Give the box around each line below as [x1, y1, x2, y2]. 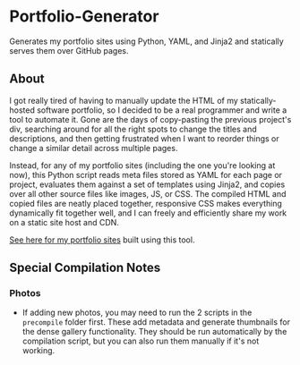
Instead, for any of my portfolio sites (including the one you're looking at [9, 159, 276, 171]
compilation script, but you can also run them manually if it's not [21, 335, 260, 346]
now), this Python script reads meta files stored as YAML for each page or [9, 169, 283, 180]
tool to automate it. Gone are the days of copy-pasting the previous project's [9, 114, 292, 124]
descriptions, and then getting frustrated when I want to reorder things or [9, 132, 279, 144]
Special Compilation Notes [9, 260, 161, 276]
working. [21, 345, 56, 356]
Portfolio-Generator [9, 6, 159, 27]
